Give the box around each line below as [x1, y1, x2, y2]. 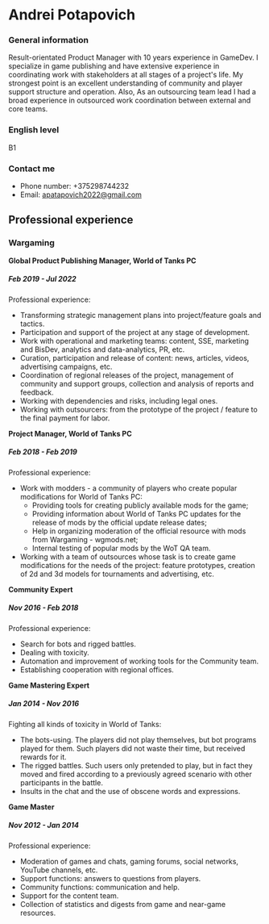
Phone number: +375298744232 [19, 182, 130, 191]
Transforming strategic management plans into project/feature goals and [19, 310, 262, 320]
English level [8, 124, 60, 136]
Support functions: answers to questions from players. [19, 873, 201, 883]
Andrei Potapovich [8, 6, 135, 24]
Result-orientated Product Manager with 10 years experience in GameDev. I [8, 52, 259, 62]
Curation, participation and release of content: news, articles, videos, [19, 353, 250, 362]
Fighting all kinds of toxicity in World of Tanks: [8, 719, 162, 729]
